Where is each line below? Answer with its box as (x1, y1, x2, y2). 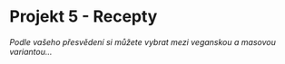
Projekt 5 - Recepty (9, 6, 158, 27)
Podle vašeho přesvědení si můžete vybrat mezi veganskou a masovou (9, 36, 277, 47)
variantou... (9, 46, 53, 57)
